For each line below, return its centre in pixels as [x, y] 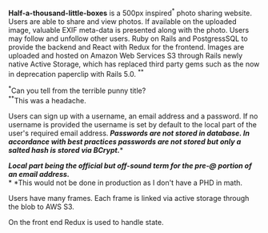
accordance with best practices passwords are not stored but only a [125, 141]
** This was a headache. [47, 99]
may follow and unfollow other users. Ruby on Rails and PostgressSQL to [128, 38]
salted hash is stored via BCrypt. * [66, 150]
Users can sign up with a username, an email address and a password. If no [133, 116]
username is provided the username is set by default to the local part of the [133, 124]
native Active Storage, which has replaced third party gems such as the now [134, 64]
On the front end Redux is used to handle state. [86, 222]
